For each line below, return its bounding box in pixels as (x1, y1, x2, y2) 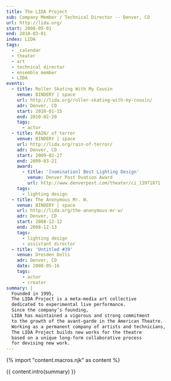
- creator (21, 279, 46, 285)
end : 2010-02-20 (17, 114, 58, 119)
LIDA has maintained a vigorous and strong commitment (11, 313, 150, 319)
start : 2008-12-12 (17, 219, 62, 225)
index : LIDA (6, 36, 36, 42)
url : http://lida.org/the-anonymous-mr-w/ (17, 207, 123, 214)
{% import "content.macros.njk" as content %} (6, 357, 121, 364)
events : (6, 81, 26, 87)
